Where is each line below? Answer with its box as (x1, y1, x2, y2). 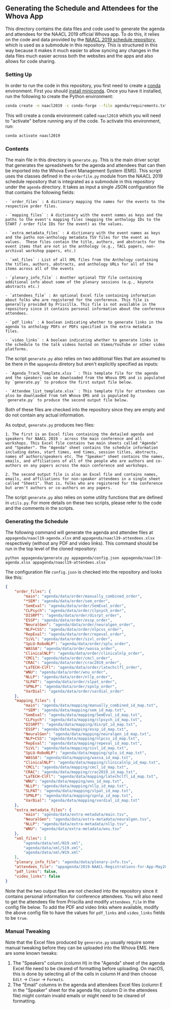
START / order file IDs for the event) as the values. (5, 222, 124, 227)
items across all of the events (5, 266, 74, 272)
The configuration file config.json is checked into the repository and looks (5, 569, 162, 575)
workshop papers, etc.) (25, 249, 76, 254)
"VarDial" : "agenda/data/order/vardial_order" (23, 688, 124, 694)
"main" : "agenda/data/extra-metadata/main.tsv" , (23, 812, 129, 817)
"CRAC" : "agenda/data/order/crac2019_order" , (23, 660, 122, 666)
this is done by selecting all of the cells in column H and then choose (12, 971, 157, 977)
